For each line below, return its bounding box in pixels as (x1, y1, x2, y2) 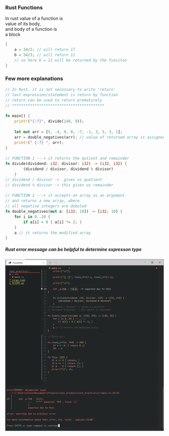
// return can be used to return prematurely (5, 98, 102, 103)
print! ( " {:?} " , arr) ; (14, 140, 64, 145)
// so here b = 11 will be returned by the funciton (14, 57, 127, 63)
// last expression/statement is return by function (5, 92, 118, 97)
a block (5, 32, 21, 38)
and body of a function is (5, 26, 57, 32)
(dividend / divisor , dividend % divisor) (23, 166, 114, 172)
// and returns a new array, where (5, 198, 80, 204)
